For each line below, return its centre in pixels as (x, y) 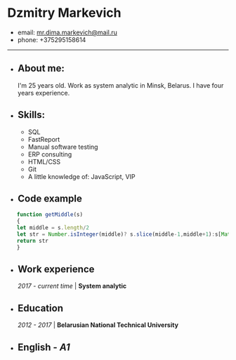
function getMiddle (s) (50, 215)
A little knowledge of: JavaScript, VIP (81, 176)
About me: (41, 68)
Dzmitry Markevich (64, 13)
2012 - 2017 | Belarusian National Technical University (98, 325)
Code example (50, 198)
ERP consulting (50, 154)
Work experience (56, 269)
